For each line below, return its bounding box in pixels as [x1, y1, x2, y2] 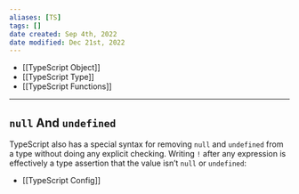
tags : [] [9, 21, 42, 30]
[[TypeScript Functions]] [21, 81, 113, 92]
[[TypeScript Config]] [21, 175, 101, 186]
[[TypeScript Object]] [21, 62, 101, 73]
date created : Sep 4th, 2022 [9, 29, 117, 38]
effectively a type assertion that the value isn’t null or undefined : [9, 158, 247, 169]
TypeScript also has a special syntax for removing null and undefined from [9, 139, 284, 150]
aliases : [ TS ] [9, 12, 62, 22]
